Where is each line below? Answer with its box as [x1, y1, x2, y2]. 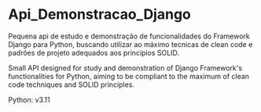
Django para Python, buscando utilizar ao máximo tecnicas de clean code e [8, 39, 253, 49]
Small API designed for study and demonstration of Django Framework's [8, 63, 242, 72]
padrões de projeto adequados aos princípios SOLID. [8, 48, 179, 57]
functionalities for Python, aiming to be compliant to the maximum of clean [8, 71, 250, 81]
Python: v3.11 [8, 95, 50, 104]
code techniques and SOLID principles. [8, 80, 135, 89]
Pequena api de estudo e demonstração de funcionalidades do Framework [8, 31, 250, 41]
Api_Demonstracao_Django [8, 5, 191, 23]
